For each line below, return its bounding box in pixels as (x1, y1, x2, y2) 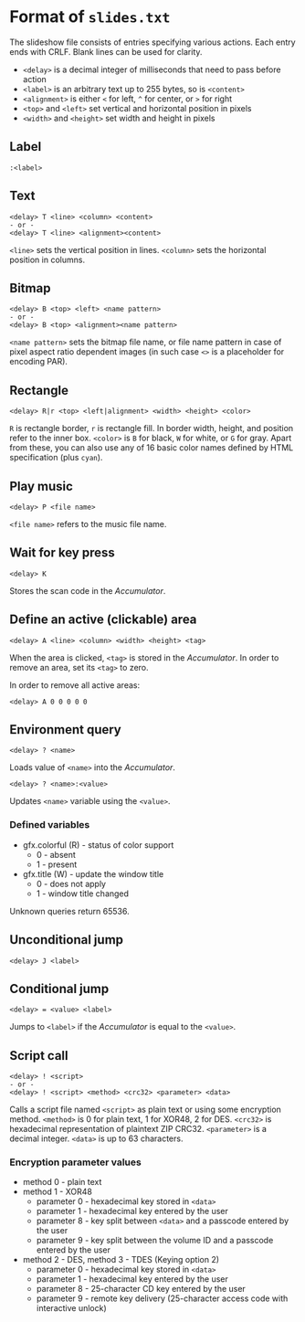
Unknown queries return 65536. (9, 905, 130, 916)
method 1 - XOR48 (22, 1186, 93, 1198)
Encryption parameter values (9, 1156, 142, 1169)
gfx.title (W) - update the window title (22, 868, 164, 879)
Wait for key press (9, 545, 116, 561)
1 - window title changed (36, 888, 130, 899)
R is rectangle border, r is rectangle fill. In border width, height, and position (9, 423, 294, 434)
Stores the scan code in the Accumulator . (9, 585, 166, 596)
